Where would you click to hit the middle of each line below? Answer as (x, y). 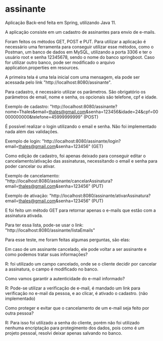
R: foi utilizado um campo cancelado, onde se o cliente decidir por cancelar (81, 264)
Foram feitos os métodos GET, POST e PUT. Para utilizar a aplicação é (76, 41)
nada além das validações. (32, 131)
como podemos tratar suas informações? (46, 254)
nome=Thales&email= (27, 112)
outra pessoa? (20, 313)
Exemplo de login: (23, 141)
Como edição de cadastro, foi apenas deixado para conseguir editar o (75, 156)
